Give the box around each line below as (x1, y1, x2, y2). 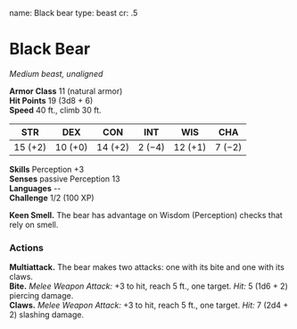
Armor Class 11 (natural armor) (9, 85, 123, 97)
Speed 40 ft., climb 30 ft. (9, 105, 102, 115)
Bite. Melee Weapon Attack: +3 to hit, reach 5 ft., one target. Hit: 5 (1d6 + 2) (9, 281, 288, 291)
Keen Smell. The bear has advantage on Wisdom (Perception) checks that (9, 209, 283, 220)
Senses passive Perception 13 (9, 173, 120, 184)
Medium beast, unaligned (9, 68, 103, 79)
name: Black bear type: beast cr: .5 (9, 8, 138, 18)
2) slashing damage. (9, 309, 85, 320)
